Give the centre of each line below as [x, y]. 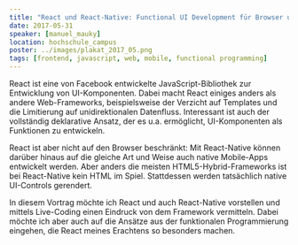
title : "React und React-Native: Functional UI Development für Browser [146, 17]
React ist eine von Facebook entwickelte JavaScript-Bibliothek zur [130, 84]
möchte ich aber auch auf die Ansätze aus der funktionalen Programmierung [149, 221]
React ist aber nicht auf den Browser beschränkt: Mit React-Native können [145, 148]
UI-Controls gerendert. [51, 185]
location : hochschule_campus [63, 42]
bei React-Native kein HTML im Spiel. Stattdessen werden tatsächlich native [148, 176]
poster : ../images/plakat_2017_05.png [81, 50]
